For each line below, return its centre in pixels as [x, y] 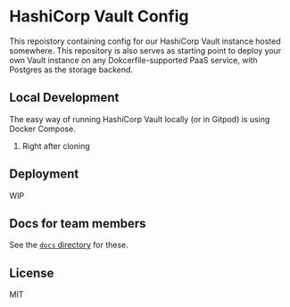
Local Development [64, 98]
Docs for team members [78, 224]
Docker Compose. [42, 129]
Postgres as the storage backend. [71, 70]
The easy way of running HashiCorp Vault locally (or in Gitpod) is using [140, 119]
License [32, 273]
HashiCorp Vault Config [99, 17]
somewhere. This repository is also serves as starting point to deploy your [145, 50]
